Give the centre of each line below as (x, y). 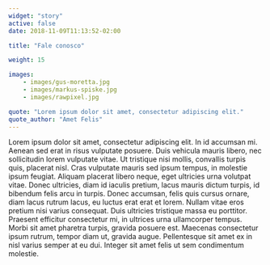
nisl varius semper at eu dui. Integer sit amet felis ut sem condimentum (126, 245)
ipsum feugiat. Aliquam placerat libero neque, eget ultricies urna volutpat (130, 177)
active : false (32, 23)
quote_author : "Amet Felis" (56, 119)
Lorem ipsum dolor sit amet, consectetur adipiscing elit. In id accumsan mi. (133, 142)
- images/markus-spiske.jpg (70, 90)
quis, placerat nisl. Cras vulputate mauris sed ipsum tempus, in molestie (128, 168)
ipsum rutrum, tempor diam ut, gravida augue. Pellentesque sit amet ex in (131, 237)
